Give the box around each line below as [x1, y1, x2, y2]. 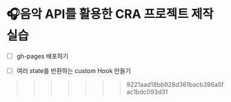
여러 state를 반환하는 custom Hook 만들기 [16, 67, 132, 74]
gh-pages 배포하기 [16, 52, 69, 60]
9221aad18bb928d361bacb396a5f [126, 81, 224, 89]
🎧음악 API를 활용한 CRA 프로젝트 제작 [6, 6, 214, 22]
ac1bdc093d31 [126, 88, 168, 96]
